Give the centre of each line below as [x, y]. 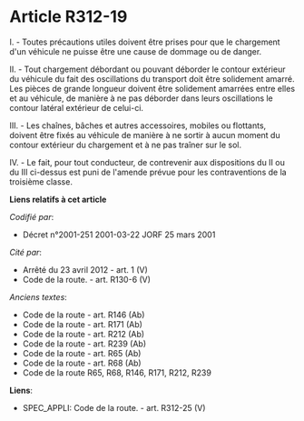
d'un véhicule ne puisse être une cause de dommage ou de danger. [136, 51]
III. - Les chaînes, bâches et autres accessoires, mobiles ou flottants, [138, 125]
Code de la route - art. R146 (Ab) [83, 315]
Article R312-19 [69, 17]
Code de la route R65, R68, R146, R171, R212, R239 [117, 372]
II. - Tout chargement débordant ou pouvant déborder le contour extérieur [147, 69]
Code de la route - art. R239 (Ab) [84, 344]
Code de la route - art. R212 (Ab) [83, 334]
